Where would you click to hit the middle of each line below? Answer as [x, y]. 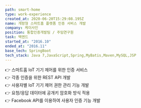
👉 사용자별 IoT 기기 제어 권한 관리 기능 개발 [47, 85]
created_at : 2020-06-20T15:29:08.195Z [44, 19]
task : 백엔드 [17, 37]
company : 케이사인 [22, 28]
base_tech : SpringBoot [28, 51]
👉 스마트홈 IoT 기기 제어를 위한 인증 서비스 [46, 70]
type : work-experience [28, 14]
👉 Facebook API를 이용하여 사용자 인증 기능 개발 [53, 101]
